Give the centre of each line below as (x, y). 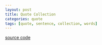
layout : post (18, 10)
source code (18, 38)
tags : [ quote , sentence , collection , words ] (51, 23)
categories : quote (24, 19)
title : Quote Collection (30, 14)
